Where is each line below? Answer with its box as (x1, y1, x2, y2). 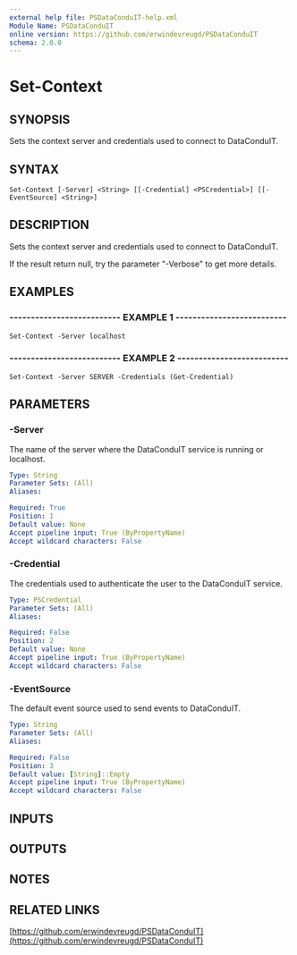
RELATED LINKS (9, 902, 100, 917)
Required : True (9, 503, 66, 512)
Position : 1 (9, 511, 54, 521)
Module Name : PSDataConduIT (9, 21, 115, 30)
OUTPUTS (9, 841, 67, 857)
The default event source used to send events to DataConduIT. (9, 703, 242, 714)
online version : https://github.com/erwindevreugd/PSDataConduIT (9, 30, 258, 38)
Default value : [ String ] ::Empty (9, 770, 130, 779)
